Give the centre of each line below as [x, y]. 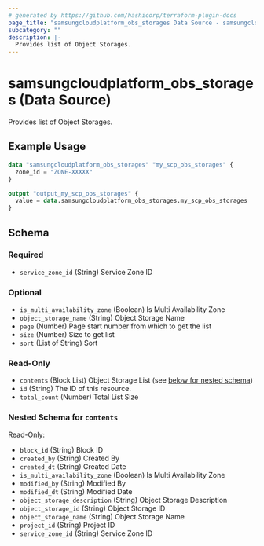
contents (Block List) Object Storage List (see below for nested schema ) [136, 380]
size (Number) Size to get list [67, 335]
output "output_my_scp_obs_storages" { [73, 193]
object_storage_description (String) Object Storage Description [123, 500]
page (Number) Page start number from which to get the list [115, 326]
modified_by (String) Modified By [73, 483]
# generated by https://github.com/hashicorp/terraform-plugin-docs [123, 15]
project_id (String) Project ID [67, 525]
